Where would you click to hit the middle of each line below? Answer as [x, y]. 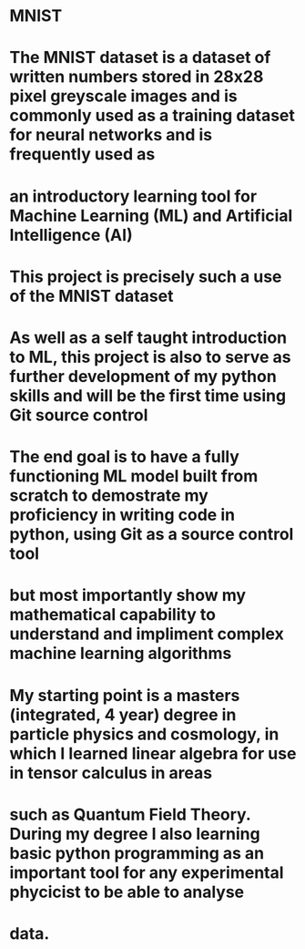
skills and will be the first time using [148, 395]
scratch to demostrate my [109, 495]
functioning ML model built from [134, 476]
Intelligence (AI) [71, 235]
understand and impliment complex [147, 634]
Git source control [79, 415]
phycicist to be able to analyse [127, 892]
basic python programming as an [137, 853]
